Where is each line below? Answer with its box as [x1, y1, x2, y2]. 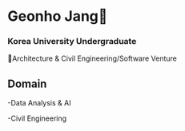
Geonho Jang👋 [7, 7, 108, 26]
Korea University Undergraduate [7, 36, 137, 47]
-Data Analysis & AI [7, 98, 71, 108]
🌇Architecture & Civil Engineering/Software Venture [7, 54, 178, 63]
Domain [7, 77, 47, 90]
